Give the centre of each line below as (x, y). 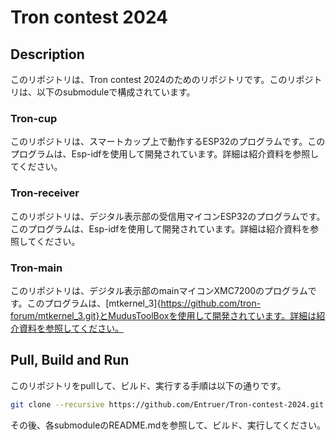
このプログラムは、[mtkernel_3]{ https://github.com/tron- (144, 303)
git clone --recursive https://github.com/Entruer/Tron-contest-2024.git (167, 404)
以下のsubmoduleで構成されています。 (116, 92)
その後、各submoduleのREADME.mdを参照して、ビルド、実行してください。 (168, 425)
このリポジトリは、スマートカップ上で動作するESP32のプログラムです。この (168, 142)
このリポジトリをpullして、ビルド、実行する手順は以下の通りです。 (148, 385)
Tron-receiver (45, 193)
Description (47, 54)
